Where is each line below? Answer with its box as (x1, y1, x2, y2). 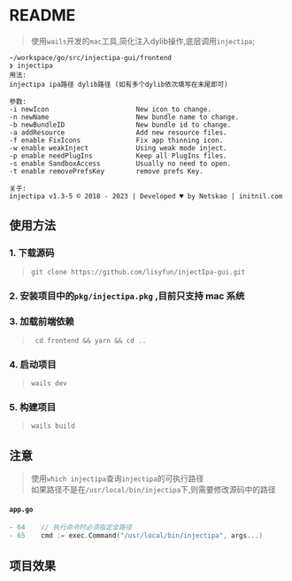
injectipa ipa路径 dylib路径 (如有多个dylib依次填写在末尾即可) (9, 80, 228, 89)
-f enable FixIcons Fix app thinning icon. (9, 136, 224, 144)
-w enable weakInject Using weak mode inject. (9, 143, 227, 152)
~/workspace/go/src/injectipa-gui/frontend (9, 53, 173, 62)
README (9, 5, 76, 26)
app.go (9, 505, 34, 514)
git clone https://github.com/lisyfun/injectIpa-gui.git (30, 267, 246, 276)
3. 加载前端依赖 (9, 315, 75, 328)
